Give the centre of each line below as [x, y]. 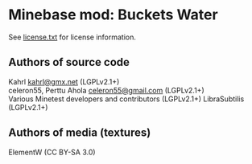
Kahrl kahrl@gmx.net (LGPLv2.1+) [64, 81]
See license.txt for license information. [72, 37]
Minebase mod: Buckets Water [114, 15]
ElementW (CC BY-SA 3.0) [52, 152]
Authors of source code [69, 62]
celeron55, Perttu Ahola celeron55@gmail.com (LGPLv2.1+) [106, 90]
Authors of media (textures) [80, 133]
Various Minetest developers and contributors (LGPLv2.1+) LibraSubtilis [126, 99]
